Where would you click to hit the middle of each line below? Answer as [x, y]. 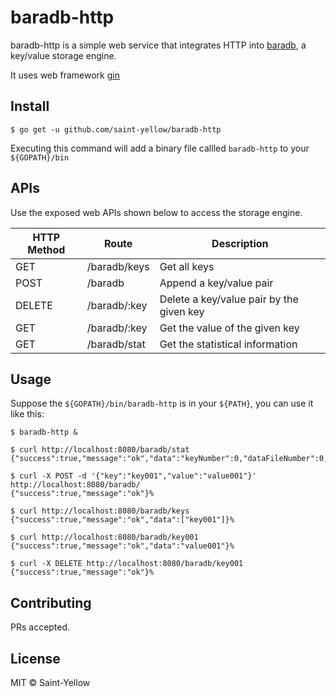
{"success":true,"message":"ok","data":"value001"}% [122, 546]
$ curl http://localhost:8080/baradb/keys [100, 511]
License [35, 658]
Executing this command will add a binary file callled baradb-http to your [160, 148]
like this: [27, 414]
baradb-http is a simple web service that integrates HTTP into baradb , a [158, 45]
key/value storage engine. [63, 55]
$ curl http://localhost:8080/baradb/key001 [104, 537]
